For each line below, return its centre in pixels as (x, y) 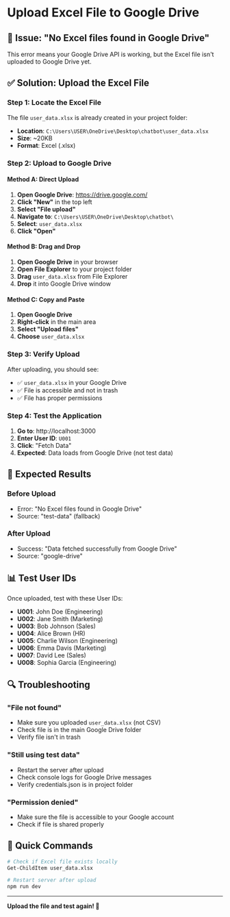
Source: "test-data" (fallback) (59, 516)
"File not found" (35, 707)
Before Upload (31, 494)
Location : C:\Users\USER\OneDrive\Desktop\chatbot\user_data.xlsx (113, 131)
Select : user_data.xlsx (50, 223)
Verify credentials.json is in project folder (75, 784)
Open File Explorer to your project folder (74, 269)
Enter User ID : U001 (44, 438)
